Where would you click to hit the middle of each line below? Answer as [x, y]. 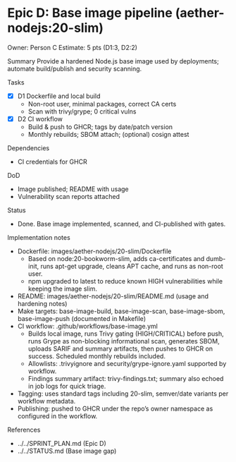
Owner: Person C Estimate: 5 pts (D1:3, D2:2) [72, 47]
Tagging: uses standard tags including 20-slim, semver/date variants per [123, 394]
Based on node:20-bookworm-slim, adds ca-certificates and [116, 259]
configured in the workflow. [57, 416]
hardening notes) [42, 304]
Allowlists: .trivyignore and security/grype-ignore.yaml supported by [127, 364]
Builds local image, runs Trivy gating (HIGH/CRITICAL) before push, [126, 334]
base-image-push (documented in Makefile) [82, 319]
